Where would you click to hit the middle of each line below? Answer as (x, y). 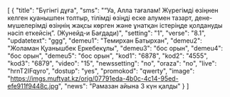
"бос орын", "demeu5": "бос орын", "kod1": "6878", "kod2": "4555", (108, 56)
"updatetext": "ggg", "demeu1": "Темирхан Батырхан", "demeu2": (105, 41)
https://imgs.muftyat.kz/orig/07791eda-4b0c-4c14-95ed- (95, 78)
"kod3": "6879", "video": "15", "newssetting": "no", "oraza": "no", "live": (112, 63)
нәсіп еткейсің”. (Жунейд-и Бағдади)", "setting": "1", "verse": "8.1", (107, 33)
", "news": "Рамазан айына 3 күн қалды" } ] (124, 86)
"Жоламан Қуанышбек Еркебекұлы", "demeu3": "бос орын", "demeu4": (115, 48)
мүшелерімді (27, 25)
